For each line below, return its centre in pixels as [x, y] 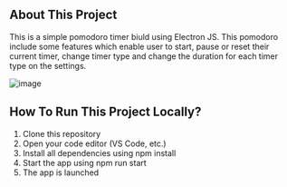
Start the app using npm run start [84, 162]
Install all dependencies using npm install [99, 153]
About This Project [63, 15]
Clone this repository [62, 133]
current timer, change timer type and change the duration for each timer [144, 56]
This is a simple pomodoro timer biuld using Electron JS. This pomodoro [144, 36]
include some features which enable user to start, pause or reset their [139, 46]
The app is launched [61, 172]
